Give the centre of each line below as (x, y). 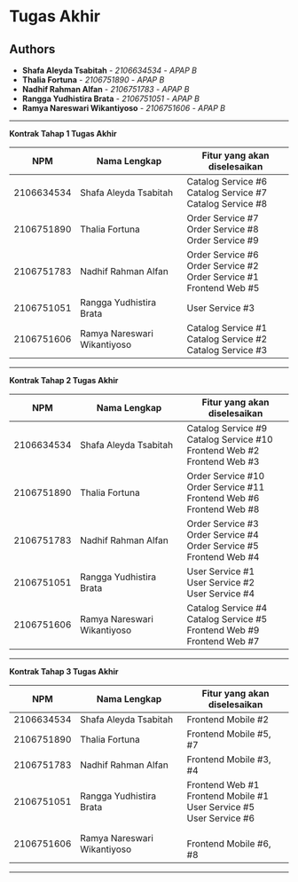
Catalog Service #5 (227, 619)
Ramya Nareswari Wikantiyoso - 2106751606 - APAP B (124, 108)
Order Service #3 (223, 524)
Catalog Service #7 (227, 193)
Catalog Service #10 (230, 439)
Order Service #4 (223, 535)
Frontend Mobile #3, (229, 759)
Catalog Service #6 (227, 181)
